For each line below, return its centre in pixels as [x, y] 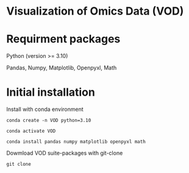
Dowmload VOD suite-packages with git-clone [65, 153]
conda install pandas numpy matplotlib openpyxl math [76, 142]
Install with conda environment [45, 109]
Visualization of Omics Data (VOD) [95, 11]
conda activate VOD [31, 131]
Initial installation [51, 92]
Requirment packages [63, 39]
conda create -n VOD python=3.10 [49, 121]
